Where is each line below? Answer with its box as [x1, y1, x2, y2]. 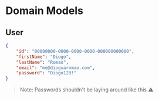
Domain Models [5, 4, 83, 18]
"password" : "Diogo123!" [16, 70, 77, 76]
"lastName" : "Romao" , [16, 59, 69, 65]
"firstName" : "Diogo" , [16, 54, 72, 60]
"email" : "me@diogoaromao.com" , [16, 64, 95, 71]
